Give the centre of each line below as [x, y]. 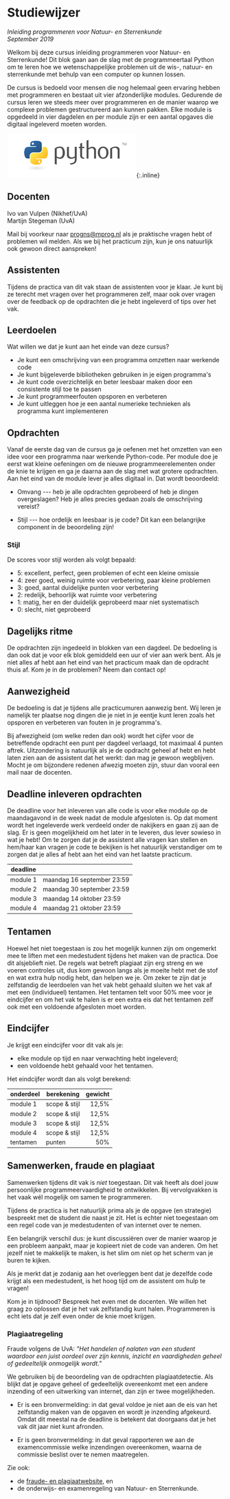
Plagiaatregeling [35, 1333]
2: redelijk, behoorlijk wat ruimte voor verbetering [87, 595]
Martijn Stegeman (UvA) [41, 221]
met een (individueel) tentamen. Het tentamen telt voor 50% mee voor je [110, 992]
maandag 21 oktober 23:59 [82, 908]
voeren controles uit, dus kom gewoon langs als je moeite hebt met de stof [113, 970]
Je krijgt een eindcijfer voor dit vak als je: [65, 1045]
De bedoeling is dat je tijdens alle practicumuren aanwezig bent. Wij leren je [114, 708]
